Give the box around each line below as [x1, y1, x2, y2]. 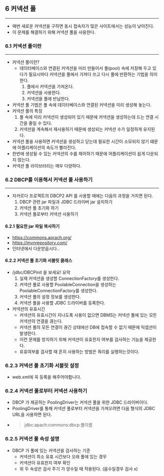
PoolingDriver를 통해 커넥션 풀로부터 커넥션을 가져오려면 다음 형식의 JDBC [12, 406, 155, 412]
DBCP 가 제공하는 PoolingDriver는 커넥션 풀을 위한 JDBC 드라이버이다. [12, 399, 149, 405]
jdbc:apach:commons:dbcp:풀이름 [24, 422, 93, 428]
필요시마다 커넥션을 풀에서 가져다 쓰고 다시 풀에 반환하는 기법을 [28, 71, 149, 77]
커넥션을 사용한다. [26, 90, 61, 96]
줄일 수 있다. [28, 120, 52, 126]
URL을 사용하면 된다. [12, 412, 52, 417]
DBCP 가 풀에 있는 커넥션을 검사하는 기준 [12, 447, 91, 453]
